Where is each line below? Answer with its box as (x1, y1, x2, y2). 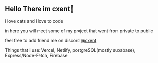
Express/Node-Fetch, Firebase (5, 52, 68, 58)
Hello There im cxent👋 (5, 5, 75, 13)
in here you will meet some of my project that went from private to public (5, 28, 153, 34)
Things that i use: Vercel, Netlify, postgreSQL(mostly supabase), (5, 47, 136, 53)
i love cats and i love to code (5, 18, 63, 24)
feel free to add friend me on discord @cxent (5, 37, 97, 43)
